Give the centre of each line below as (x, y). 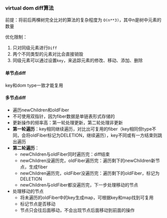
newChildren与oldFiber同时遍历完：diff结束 (65, 154)
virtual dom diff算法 (30, 8)
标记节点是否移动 (38, 204)
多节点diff (16, 98)
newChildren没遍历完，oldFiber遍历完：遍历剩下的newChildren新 (88, 160)
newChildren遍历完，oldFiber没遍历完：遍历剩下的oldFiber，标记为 (90, 173)
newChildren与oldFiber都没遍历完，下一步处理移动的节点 (79, 185)
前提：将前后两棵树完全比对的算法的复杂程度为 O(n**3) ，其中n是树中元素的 (83, 20)
